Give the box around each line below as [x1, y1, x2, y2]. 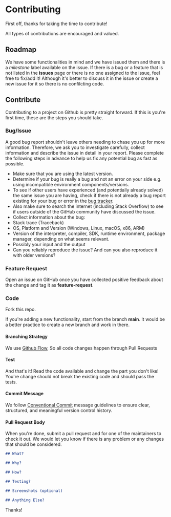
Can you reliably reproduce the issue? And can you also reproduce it [12, 247, 158, 253]
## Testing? [5, 479, 31, 484]
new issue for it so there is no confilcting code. [5, 80, 104, 87]
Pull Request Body [5, 419, 45, 425]
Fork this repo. [5, 306, 36, 313]
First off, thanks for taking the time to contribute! [5, 20, 108, 27]
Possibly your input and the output [12, 241, 85, 247]
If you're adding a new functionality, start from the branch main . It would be [5, 316, 165, 322]
